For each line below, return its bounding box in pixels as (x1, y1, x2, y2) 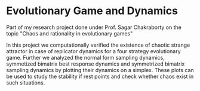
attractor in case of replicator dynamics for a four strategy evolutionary (6, 47, 181, 54)
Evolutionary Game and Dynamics (6, 4, 178, 18)
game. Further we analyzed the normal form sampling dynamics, (6, 54, 165, 61)
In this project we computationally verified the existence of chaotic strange (6, 41, 190, 48)
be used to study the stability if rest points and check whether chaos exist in (6, 73, 194, 80)
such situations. (6, 79, 45, 86)
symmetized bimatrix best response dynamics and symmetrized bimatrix (6, 60, 185, 67)
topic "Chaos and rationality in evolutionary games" (6, 30, 133, 37)
